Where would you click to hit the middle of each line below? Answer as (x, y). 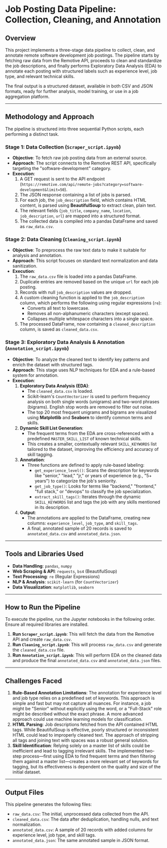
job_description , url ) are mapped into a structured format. (80, 216)
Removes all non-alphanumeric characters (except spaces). (88, 314)
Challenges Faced (34, 681)
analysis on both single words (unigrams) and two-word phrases (93, 402)
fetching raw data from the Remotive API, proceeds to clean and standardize (83, 60)
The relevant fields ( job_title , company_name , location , (76, 211)
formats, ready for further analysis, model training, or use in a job (72, 91)
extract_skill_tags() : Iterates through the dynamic (88, 497)
